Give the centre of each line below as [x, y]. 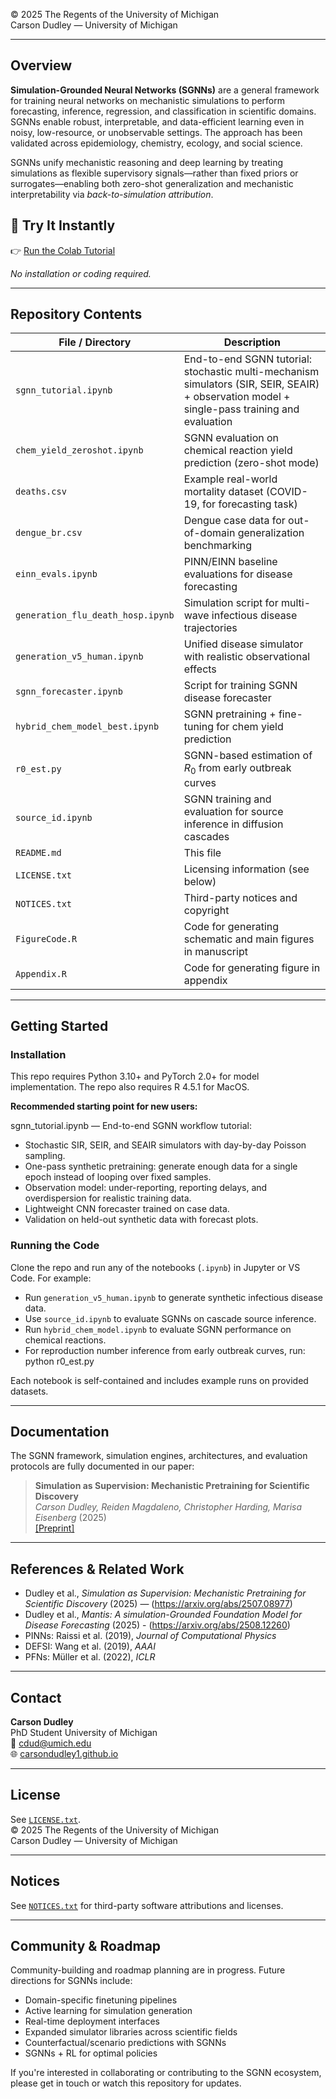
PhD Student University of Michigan [84, 1733]
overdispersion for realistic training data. [108, 1198]
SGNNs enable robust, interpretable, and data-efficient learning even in [157, 121]
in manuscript [215, 951]
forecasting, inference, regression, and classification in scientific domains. [163, 111]
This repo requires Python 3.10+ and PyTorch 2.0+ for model [135, 1076]
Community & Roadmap [86, 1946]
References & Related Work [97, 1569]
